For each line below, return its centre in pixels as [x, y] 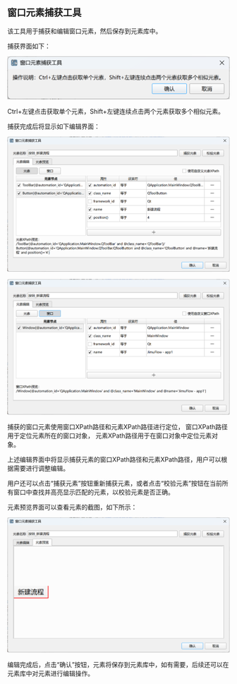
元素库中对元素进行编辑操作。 [50, 673]
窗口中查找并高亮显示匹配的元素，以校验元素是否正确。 [93, 492]
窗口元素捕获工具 [44, 13]
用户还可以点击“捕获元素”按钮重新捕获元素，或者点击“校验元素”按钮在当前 [115, 483]
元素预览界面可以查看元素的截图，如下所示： [72, 507]
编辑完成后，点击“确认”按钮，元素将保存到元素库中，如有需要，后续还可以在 [118, 665]
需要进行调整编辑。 [41, 468]
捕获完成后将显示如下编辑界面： [54, 126]
